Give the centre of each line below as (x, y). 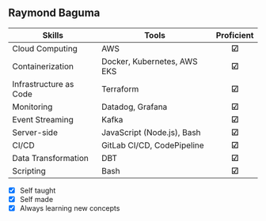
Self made (36, 199)
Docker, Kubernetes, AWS (150, 61)
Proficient (235, 35)
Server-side (35, 132)
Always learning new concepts (70, 208)
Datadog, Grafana (135, 107)
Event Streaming (43, 119)
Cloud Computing (45, 48)
